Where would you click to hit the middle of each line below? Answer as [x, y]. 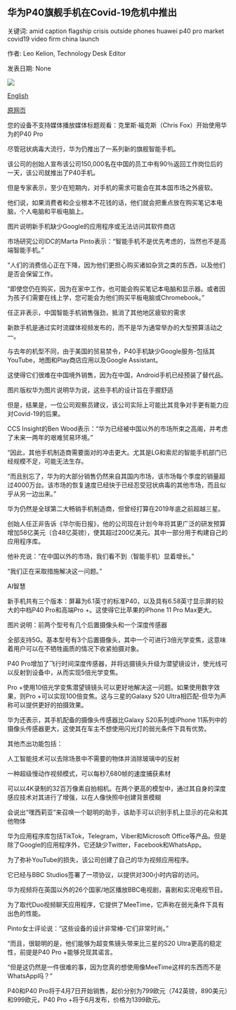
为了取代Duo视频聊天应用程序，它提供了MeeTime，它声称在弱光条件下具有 [116, 904]
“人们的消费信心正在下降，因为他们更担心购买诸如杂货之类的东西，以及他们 [117, 265]
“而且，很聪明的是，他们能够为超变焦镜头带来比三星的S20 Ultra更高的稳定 [115, 943]
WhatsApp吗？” [30, 976]
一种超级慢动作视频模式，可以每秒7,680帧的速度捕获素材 [89, 774]
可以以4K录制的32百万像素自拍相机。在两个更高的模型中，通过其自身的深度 [117, 788]
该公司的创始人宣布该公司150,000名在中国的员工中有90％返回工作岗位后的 [115, 163]
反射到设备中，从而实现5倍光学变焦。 [67, 672]
